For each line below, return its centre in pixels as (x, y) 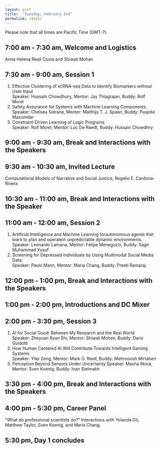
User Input (22, 91)
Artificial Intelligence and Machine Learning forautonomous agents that (83, 234)
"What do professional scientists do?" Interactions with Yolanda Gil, (72, 420)
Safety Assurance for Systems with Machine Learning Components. (80, 107)
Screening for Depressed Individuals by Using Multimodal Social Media (83, 255)
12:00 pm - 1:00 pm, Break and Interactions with (79, 281)
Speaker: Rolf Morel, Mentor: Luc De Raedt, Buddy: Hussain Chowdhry (82, 127)
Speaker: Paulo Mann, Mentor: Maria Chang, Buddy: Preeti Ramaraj (79, 265)
